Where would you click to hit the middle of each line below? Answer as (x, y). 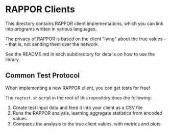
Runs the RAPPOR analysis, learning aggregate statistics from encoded (87, 113)
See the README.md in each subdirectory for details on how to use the (80, 54)
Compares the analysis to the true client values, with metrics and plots (87, 124)
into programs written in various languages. (51, 29)
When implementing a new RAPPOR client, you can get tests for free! (78, 88)
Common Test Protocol (43, 76)
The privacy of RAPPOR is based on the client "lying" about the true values (84, 39)
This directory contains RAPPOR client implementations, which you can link (84, 23)
